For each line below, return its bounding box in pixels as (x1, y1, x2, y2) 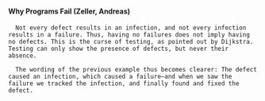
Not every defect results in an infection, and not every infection (15, 24, 247, 32)
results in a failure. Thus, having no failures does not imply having (8, 31, 250, 39)
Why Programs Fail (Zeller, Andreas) (8, 6, 131, 16)
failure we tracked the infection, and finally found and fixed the (8, 80, 240, 87)
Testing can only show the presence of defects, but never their (8, 45, 229, 53)
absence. (8, 52, 37, 60)
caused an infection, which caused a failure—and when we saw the (8, 72, 232, 81)
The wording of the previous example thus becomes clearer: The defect (15, 66, 258, 74)
